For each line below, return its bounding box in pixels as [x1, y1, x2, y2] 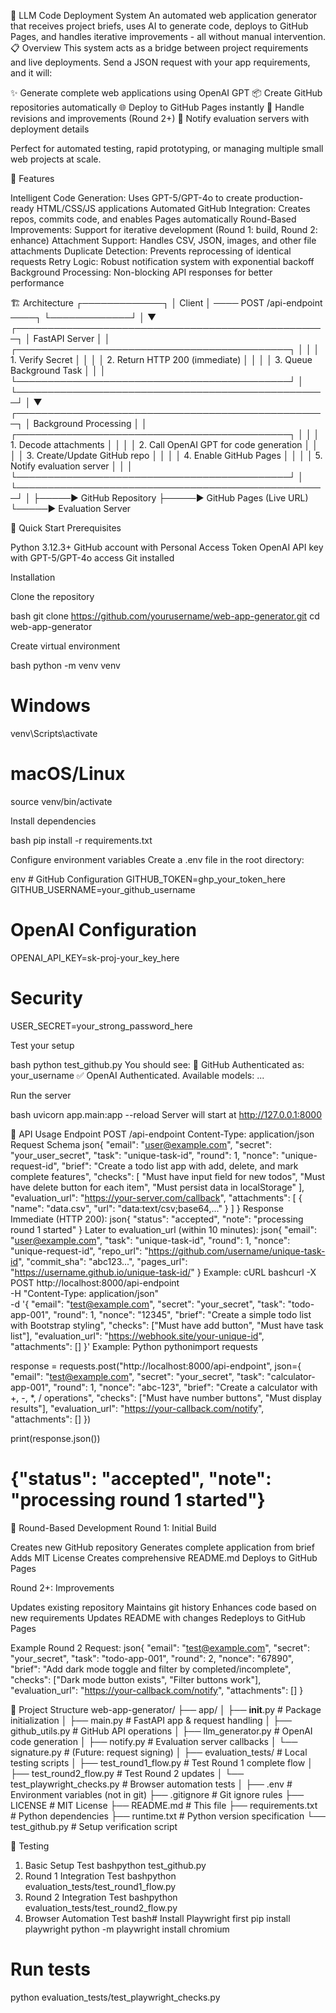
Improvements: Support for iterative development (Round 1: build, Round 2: [10, 224, 318, 235]
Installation [10, 571, 56, 583]
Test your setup [10, 1039, 75, 1051]
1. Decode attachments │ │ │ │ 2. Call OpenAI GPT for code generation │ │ [10, 439, 318, 450]
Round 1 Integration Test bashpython [24, 1870, 177, 1882]
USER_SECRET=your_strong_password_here [10, 1020, 193, 1032]
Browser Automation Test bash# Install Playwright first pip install [24, 1912, 291, 1924]
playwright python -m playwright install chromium [24, 1923, 230, 1935]
